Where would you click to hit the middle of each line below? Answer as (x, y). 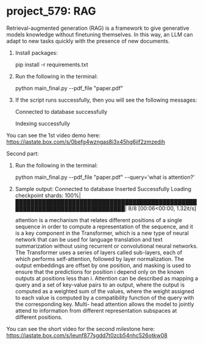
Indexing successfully (42, 124)
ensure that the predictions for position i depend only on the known (100, 271)
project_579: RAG (51, 11)
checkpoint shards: (39, 195)
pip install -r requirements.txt (51, 64)
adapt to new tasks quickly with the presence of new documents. (88, 41)
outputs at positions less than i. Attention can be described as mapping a (107, 278)
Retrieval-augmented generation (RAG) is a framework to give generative (98, 28)
